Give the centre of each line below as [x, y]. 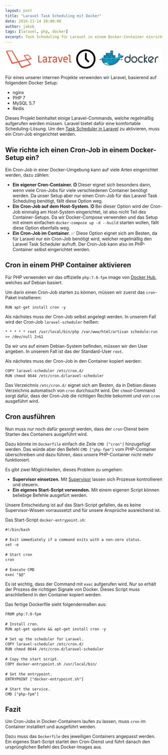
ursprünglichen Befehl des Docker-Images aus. [54, 747]
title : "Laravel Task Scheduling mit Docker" [53, 16]
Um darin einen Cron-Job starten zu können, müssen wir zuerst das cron [80, 292]
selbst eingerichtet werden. [62, 249]
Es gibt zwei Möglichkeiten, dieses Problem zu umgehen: [64, 469]
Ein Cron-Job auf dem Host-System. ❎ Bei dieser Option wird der [81, 206]
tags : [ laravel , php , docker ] [37, 32]
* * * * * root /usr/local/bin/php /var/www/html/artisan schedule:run [81, 332]
